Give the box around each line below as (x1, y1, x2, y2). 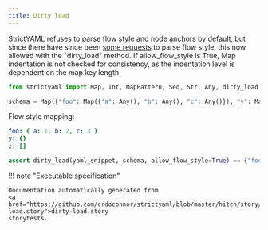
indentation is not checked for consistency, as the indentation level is (8, 59, 235, 69)
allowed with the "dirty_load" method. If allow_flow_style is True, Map (8, 50, 236, 60)
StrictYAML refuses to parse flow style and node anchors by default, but (8, 34, 246, 43)
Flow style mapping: (8, 112, 75, 121)
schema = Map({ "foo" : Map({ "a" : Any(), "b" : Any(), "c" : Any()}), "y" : (8, 97, 251, 105)
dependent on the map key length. (8, 67, 121, 77)
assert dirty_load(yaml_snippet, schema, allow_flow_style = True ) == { (8, 157, 248, 165)
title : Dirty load (8, 11, 69, 20)
